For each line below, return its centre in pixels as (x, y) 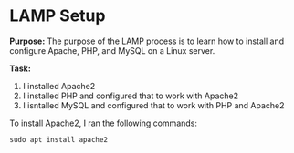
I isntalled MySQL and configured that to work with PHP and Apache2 (153, 105)
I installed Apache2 (59, 86)
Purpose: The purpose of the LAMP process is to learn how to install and (147, 41)
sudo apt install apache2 (58, 139)
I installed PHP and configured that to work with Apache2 (131, 96)
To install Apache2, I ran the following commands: (104, 123)
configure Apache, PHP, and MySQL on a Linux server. (112, 50)
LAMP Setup (58, 16)
